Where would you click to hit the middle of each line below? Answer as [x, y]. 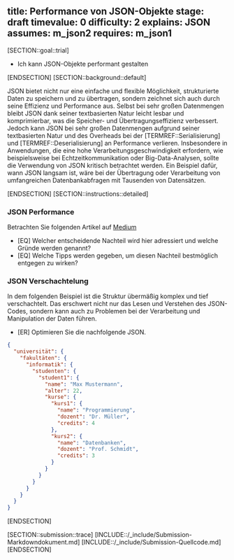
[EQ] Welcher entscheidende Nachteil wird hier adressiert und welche [118, 241]
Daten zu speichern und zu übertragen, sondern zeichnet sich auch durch [114, 98]
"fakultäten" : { [44, 358]
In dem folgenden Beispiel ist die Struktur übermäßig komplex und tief [108, 296]
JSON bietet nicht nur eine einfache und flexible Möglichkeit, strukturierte [113, 91]
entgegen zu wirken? [47, 263]
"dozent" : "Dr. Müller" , [93, 417]
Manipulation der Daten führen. [52, 318]
